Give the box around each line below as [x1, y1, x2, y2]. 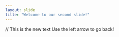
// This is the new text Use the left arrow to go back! [5, 26, 114, 32]
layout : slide [5, 7, 36, 13]
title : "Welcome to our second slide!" [5, 12, 90, 17]
